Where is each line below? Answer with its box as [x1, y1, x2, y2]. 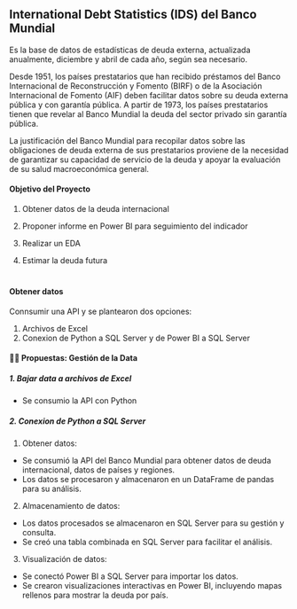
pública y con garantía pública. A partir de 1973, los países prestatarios [9, 99, 269, 110]
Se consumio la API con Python [21, 395, 137, 406]
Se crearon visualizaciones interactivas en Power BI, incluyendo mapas [21, 581, 282, 591]
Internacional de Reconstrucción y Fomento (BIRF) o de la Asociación [9, 80, 262, 91]
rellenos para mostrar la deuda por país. [21, 589, 168, 601]
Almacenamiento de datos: [21, 501, 121, 511]
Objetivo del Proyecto [9, 183, 91, 194]
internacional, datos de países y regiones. [21, 465, 176, 475]
